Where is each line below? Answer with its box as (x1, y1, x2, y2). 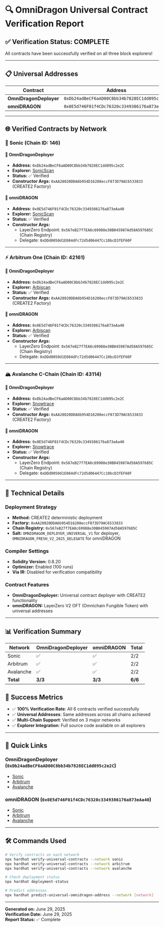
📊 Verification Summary (5, 627, 82, 636)
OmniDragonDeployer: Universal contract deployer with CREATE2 (12, 593, 146, 598)
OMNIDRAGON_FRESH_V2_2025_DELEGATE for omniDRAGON (12, 535, 121, 541)
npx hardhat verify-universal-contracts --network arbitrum (5, 861, 130, 866)
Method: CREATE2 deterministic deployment (12, 514, 102, 520)
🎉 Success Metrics (5, 693, 63, 701)
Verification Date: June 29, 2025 (5, 911, 72, 917)
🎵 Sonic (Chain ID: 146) (5, 139, 61, 146)
